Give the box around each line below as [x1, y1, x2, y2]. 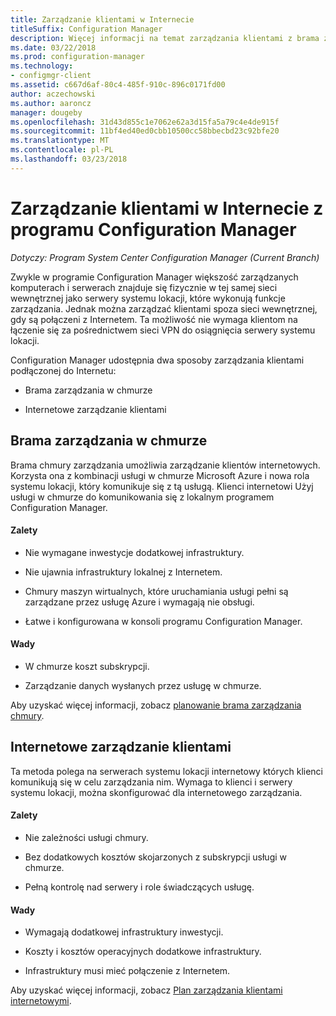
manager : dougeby [10, 107, 83, 118]
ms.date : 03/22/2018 [10, 42, 97, 53]
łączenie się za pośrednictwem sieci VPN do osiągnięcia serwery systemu [10, 324, 316, 336]
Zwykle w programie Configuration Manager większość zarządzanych [10, 271, 299, 283]
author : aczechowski [10, 89, 97, 99]
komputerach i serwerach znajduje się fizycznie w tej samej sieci [10, 281, 278, 293]
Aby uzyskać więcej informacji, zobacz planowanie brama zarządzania [10, 699, 302, 711]
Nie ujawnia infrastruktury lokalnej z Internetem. [24, 566, 223, 578]
